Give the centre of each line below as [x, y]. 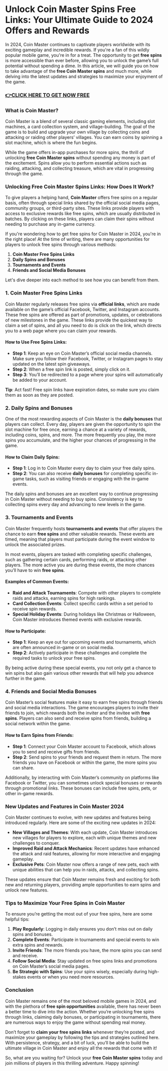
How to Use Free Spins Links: [36, 342]
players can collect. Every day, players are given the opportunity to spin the [83, 424]
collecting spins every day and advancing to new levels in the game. [75, 505]
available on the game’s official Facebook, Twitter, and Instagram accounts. [82, 309]
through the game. [24, 174]
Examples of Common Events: [37, 582]
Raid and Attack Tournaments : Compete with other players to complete [86, 592]
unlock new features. [27, 890]
